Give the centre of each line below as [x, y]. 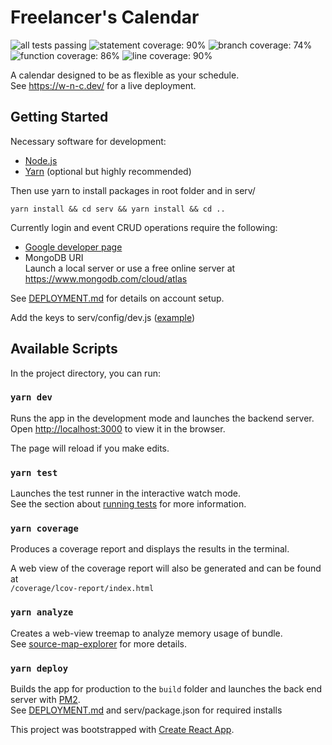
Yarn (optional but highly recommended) [108, 171]
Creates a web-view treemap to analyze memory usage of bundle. [146, 633]
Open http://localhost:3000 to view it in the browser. [118, 428]
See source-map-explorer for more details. [98, 643]
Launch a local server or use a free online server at [130, 268]
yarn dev [31, 397]
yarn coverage [44, 529]
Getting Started [59, 117]
